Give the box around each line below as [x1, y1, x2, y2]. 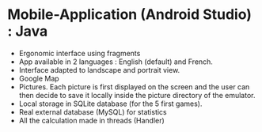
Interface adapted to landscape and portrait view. [18, 65, 180, 74]
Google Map [18, 74, 60, 83]
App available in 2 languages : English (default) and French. [18, 57, 213, 66]
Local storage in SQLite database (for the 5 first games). [18, 99, 203, 108]
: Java [7, 22, 48, 40]
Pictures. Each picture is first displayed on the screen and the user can [18, 81, 250, 92]
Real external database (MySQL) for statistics [18, 107, 167, 116]
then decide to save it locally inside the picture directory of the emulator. [18, 90, 256, 100]
